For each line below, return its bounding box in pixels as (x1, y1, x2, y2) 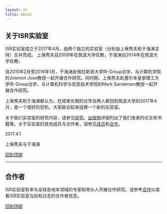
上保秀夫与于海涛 (5, 141, 40, 147)
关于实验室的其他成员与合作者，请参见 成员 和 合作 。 (18, 121, 123, 127)
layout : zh (5, 7, 28, 12)
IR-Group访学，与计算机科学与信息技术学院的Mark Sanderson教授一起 (9, 81, 154, 87)
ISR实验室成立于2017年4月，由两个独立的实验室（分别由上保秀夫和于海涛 (5, 46, 155, 52)
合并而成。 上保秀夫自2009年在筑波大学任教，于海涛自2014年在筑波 (13, 52, 154, 58)
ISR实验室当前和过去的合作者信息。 (9, 193, 82, 199)
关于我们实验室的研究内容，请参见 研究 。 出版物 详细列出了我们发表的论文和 (5, 115, 158, 121)
